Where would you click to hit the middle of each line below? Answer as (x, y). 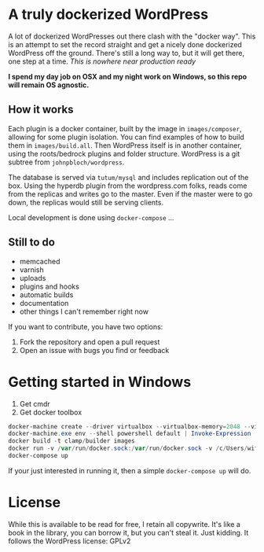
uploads (33, 278)
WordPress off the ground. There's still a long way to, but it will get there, (126, 53)
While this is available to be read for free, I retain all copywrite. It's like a (125, 524)
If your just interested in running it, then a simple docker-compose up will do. (130, 470)
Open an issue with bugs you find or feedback (94, 350)
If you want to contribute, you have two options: (86, 326)
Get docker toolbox (51, 412)
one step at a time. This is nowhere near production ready (102, 61)
